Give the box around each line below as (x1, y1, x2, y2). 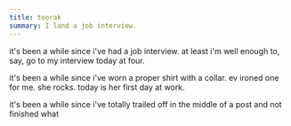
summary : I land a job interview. (9, 21, 138, 30)
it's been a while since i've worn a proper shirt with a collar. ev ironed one (9, 72, 279, 83)
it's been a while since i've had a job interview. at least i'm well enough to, (9, 45, 280, 56)
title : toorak (9, 12, 62, 22)
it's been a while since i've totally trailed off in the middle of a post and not (9, 98, 282, 109)
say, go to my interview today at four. (9, 55, 145, 66)
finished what (9, 108, 60, 119)
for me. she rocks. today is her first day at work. (9, 82, 185, 92)
